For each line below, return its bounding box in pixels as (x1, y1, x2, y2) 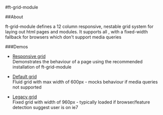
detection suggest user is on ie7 (12, 105, 79, 110)
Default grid (12, 74, 37, 79)
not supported (12, 84, 42, 90)
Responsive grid (12, 53, 46, 59)
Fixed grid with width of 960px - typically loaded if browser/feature (12, 99, 150, 105)
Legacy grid (12, 94, 37, 100)
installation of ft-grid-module (12, 64, 72, 70)
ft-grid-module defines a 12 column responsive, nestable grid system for (5, 23, 154, 29)
